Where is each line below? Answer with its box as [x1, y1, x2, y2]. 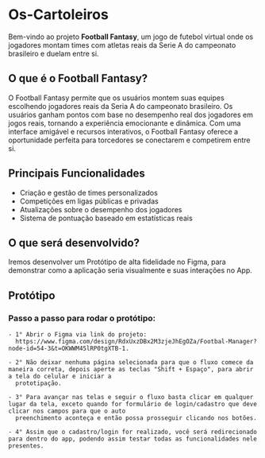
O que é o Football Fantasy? [8, 72, 148, 85]
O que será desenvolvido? [8, 236, 140, 250]
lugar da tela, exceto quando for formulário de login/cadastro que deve [8, 400, 258, 409]
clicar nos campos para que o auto [8, 407, 126, 415]
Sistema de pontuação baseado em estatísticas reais [19, 213, 193, 223]
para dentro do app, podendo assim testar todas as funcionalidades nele [8, 435, 258, 443]
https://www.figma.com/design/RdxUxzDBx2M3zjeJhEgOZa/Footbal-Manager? [15, 338, 258, 346]
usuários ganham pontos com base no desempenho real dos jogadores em [8, 110, 254, 119]
